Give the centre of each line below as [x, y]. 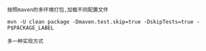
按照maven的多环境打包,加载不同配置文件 [58, 10]
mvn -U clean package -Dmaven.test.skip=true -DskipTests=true [101, 22]
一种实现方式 [28, 41]
